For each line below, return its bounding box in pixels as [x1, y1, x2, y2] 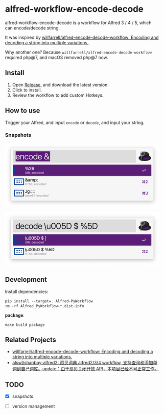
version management [12, 403, 55, 409]
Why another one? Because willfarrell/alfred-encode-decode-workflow [5, 49, 152, 55]
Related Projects [5, 335, 56, 344]
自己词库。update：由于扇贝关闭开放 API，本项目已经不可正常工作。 [21, 366, 159, 372]
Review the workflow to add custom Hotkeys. [12, 92, 104, 98]
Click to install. [12, 87, 42, 93]
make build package [5, 322, 45, 327]
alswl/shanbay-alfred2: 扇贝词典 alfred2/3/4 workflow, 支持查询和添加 [12, 360, 153, 366]
